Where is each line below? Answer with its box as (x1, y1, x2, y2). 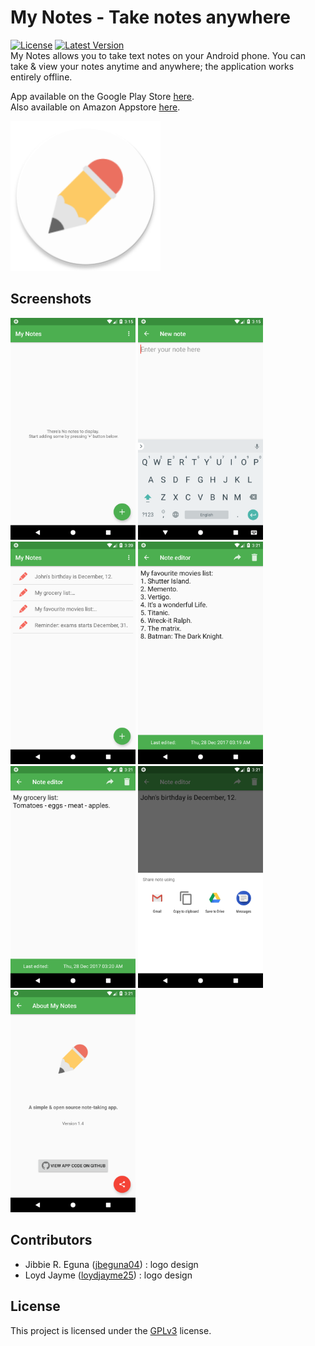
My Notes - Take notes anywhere (10, 6, 291, 29)
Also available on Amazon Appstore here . (10, 101, 181, 113)
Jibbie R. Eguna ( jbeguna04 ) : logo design (24, 1258, 199, 1270)
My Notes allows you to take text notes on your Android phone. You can (10, 49, 307, 61)
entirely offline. (10, 71, 73, 83)
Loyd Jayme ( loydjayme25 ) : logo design (24, 1269, 193, 1281)
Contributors (10, 1232, 93, 1249)
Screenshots (10, 291, 92, 308)
